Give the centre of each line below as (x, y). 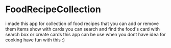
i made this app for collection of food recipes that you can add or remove (82, 23)
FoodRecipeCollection (53, 9)
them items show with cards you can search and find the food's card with (82, 29)
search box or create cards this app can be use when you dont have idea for (86, 34)
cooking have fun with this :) (35, 40)
